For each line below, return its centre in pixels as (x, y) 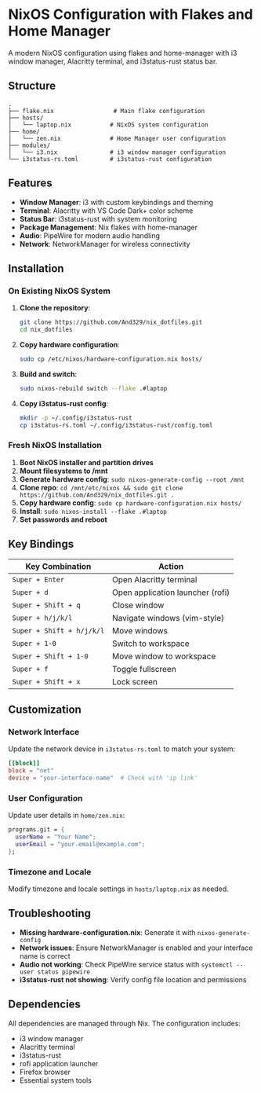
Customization (45, 710)
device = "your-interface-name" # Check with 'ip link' (103, 778)
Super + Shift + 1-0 (50, 656)
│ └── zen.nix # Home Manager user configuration (117, 138)
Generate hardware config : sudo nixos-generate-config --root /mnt (132, 479)
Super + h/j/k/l (42, 618)
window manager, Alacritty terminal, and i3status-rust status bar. (113, 61)
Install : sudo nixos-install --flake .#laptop (93, 511)
